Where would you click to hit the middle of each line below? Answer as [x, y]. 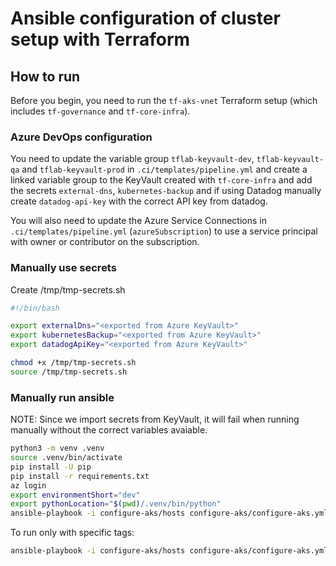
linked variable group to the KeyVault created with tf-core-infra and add [161, 180]
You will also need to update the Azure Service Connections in [138, 221]
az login [28, 485]
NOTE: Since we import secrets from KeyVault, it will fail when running [155, 419]
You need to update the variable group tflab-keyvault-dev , [132, 159]
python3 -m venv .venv [57, 448]
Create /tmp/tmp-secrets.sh [68, 289]
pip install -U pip [51, 467]
